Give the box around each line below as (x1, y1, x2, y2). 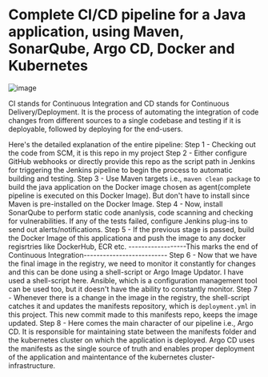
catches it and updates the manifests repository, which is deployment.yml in (8, 301, 257, 311)
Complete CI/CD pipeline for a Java (8, 6, 246, 24)
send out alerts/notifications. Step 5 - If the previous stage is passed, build (8, 224, 254, 234)
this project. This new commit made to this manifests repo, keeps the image (8, 310, 258, 319)
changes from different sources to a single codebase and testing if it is (8, 115, 242, 125)
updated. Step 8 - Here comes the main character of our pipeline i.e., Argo (8, 318, 254, 327)
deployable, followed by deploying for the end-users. (8, 124, 183, 134)
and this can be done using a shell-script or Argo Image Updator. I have (8, 267, 244, 277)
